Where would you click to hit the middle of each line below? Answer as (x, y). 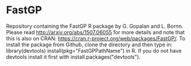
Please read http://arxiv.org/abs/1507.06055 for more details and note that (95, 32)
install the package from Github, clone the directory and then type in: (89, 45)
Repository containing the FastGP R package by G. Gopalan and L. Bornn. (95, 26)
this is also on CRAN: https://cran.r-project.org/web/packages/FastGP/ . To (96, 38)
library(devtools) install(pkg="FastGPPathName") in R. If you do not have (94, 50)
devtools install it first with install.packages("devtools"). (73, 57)
